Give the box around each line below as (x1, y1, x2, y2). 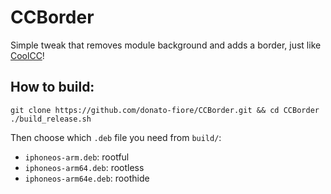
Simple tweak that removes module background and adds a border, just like (10, 39, 322, 51)
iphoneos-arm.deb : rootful (24, 151, 130, 163)
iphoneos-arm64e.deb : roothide (24, 172, 150, 184)
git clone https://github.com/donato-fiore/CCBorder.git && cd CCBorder (10, 105, 320, 115)
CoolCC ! (10, 49, 45, 61)
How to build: (10, 79, 95, 96)
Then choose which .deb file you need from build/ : (10, 131, 222, 143)
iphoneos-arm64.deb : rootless (24, 161, 145, 173)
